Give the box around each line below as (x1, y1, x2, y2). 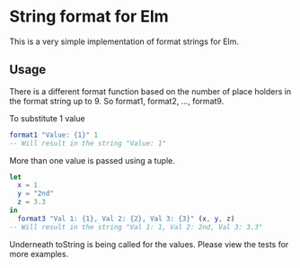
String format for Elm (9, 6, 169, 27)
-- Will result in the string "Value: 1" (9, 138, 167, 147)
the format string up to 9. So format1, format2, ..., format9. (9, 95, 225, 106)
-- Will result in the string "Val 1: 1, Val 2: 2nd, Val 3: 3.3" (9, 222, 263, 231)
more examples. (9, 248, 69, 259)
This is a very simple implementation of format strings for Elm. (9, 36, 240, 47)
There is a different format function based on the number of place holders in (9, 85, 292, 96)
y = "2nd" (17, 189, 54, 199)
